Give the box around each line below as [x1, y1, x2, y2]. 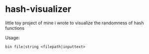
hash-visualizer [5, 3, 72, 15]
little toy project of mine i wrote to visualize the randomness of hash [5, 20, 144, 26]
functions [5, 25, 25, 31]
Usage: [5, 35, 20, 41]
